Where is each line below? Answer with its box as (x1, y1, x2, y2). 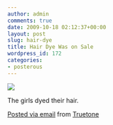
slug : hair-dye (7, 37, 53, 44)
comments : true (7, 17, 53, 24)
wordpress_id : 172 (7, 50, 62, 58)
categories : (7, 57, 43, 64)
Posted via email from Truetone (7, 109, 99, 118)
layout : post (7, 30, 46, 38)
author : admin (7, 10, 50, 18)
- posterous (7, 63, 43, 70)
